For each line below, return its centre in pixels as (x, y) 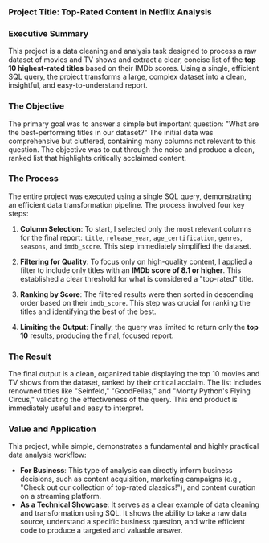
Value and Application (52, 429)
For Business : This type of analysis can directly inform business (126, 471)
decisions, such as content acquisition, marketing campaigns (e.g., (130, 479)
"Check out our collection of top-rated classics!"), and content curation (138, 487)
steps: (18, 213)
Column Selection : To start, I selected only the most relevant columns (136, 228)
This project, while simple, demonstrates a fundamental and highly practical (134, 446)
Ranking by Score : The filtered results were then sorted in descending (137, 294)
